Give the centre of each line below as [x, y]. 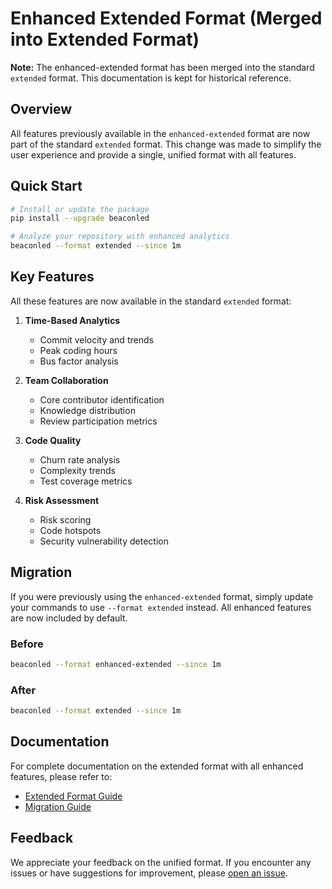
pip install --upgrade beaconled [80, 218]
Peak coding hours [78, 350]
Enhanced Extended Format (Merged [166, 18]
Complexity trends [77, 470]
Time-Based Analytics [72, 320]
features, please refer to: [61, 776]
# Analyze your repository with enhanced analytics [120, 237]
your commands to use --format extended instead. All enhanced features [161, 607]
